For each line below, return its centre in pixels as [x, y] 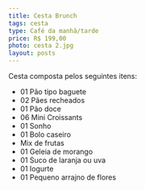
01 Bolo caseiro [45, 134]
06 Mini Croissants [51, 117]
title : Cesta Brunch [43, 16]
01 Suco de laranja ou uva [63, 160]
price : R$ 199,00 [37, 38]
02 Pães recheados [52, 100]
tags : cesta [28, 23]
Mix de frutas [42, 143]
